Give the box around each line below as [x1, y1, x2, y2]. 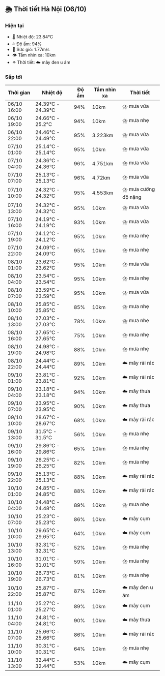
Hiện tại [5, 22, 24, 29]
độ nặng [122, 193, 141, 200]
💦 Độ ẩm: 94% [12, 41, 42, 47]
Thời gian [7, 89, 30, 96]
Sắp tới [5, 73, 22, 80]
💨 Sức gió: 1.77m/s [12, 46, 50, 52]
